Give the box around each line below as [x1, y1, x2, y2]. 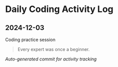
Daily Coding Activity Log [5, 3, 114, 15]
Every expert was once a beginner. [17, 46, 90, 52]
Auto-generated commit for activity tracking [5, 56, 97, 62]
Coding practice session [5, 36, 56, 42]
